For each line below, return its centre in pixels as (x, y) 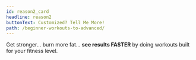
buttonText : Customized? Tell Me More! (56, 22)
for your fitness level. (32, 51)
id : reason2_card (28, 11)
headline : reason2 (29, 17)
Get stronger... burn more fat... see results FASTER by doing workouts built (98, 45)
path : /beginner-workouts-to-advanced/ (56, 28)
